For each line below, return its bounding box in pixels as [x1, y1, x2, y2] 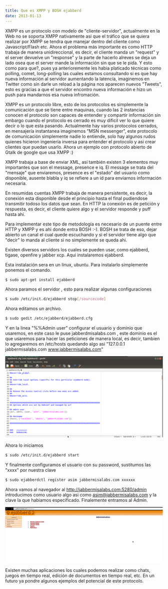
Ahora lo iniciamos [5, 442, 43, 448]
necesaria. [5, 180, 27, 186]
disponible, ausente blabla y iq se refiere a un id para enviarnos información [5, 175, 161, 181]
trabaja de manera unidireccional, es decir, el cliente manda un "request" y [5, 49, 159, 55]
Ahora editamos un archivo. [5, 306, 62, 312]
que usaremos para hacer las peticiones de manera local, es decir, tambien [5, 336, 160, 342]
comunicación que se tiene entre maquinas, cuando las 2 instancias [5, 107, 145, 113]
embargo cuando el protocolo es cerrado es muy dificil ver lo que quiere [5, 117, 154, 123]
